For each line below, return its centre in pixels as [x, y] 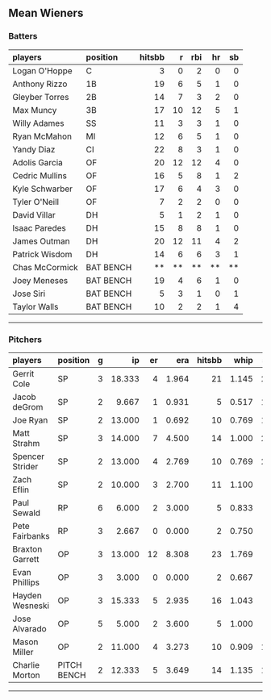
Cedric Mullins [40, 175]
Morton [26, 675]
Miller [23, 652]
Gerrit [23, 373]
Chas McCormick [45, 267]
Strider [25, 466]
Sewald [27, 513]
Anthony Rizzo [40, 84]
